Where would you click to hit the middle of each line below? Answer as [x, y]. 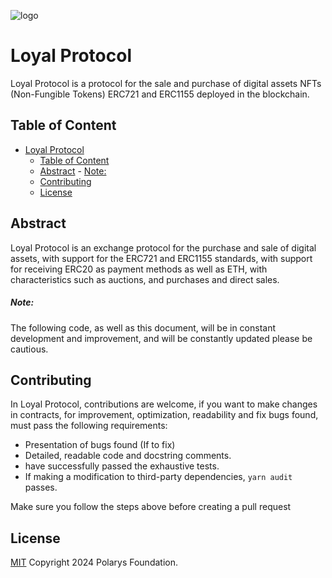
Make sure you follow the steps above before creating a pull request [151, 507]
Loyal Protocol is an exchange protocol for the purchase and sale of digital [163, 247]
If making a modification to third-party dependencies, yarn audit [158, 477]
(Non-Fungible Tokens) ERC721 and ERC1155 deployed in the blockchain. [160, 94]
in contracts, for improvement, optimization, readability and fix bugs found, [164, 415]
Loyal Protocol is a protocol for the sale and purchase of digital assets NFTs [166, 83]
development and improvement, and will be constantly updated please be [161, 338]
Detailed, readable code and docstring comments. [128, 456]
